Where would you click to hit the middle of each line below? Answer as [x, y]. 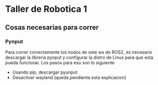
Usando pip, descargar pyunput [45, 72]
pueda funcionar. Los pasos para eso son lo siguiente [60, 62]
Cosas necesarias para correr [52, 27]
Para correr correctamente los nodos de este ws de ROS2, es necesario [79, 52]
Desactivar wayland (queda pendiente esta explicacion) [69, 77]
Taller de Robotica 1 [46, 9]
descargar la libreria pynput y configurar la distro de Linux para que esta [79, 57]
